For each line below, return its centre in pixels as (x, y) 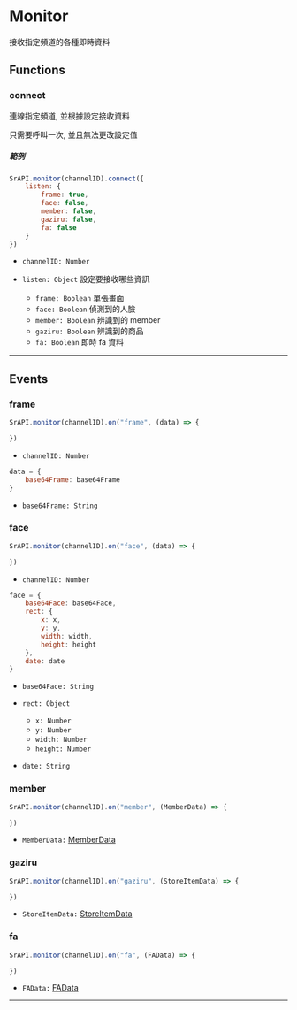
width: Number (61, 740)
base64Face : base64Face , (71, 603)
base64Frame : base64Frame (73, 479)
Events (29, 379)
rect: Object (46, 704)
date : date (45, 661)
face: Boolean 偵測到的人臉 (85, 309)
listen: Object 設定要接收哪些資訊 (86, 279)
